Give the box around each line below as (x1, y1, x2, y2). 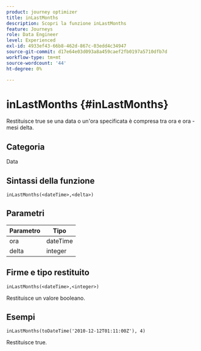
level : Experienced (6, 37, 56, 43)
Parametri (6, 208, 44, 219)
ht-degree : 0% (6, 65, 43, 72)
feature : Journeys (6, 26, 53, 32)
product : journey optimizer (6, 9, 78, 15)
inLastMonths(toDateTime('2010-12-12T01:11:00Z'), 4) (6, 328, 146, 335)
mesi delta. (6, 124, 35, 131)
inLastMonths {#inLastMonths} (6, 97, 169, 111)
